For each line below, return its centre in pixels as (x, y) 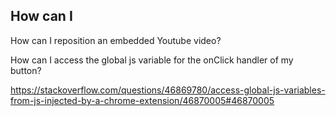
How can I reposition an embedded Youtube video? (116, 40)
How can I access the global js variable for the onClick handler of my (152, 60)
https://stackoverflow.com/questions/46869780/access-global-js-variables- (168, 90)
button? (26, 70)
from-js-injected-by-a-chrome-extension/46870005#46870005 (142, 100)
